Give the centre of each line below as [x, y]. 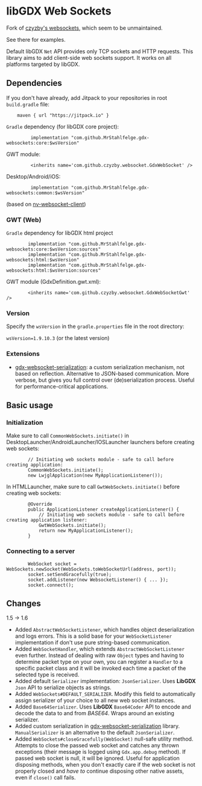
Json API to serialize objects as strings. [63, 687]
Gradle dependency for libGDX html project [60, 233]
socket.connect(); [51, 585]
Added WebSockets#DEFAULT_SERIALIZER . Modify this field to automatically [105, 694]
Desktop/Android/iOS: [33, 176]
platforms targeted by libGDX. [43, 64]
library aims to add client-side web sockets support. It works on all [89, 57]
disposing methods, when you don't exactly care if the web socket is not [105, 765]
